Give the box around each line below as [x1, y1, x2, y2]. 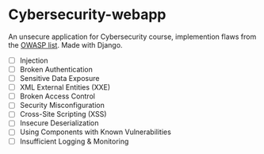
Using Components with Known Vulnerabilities [19, 127, 172, 137]
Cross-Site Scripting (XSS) [19, 110, 107, 119]
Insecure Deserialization [19, 118, 99, 128]
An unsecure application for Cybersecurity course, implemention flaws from [8, 32, 257, 41]
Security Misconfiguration [19, 101, 105, 110]
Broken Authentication [19, 65, 93, 74]
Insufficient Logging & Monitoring [19, 137, 129, 146]
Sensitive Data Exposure [19, 74, 100, 83]
